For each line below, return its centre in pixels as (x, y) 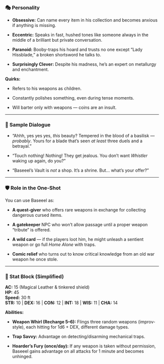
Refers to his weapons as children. (47, 89)
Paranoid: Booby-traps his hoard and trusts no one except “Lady (77, 50)
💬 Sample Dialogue (28, 125)
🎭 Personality (22, 7)
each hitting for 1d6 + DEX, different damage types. (78, 327)
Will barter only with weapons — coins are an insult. (64, 107)
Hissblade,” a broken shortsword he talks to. (57, 55)
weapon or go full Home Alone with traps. (54, 244)
